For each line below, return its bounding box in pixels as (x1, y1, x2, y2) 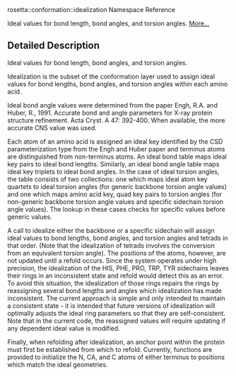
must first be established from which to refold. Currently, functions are (7, 345, 213, 353)
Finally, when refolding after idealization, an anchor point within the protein (7, 338, 225, 346)
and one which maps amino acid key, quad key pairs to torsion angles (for (7, 190, 223, 198)
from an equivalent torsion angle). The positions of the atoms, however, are (7, 249, 226, 257)
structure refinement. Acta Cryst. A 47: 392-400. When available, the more (7, 115, 225, 125)
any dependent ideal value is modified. (7, 324, 120, 332)
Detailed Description (7, 40, 100, 52)
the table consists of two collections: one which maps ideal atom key (7, 175, 208, 183)
